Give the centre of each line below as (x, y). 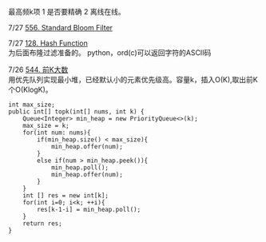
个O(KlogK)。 (31, 89)
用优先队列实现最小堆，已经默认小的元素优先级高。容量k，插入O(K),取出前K (133, 79)
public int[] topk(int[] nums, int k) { (77, 112)
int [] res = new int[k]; (66, 196)
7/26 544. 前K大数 (38, 69)
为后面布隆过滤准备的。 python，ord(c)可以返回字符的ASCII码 (110, 53)
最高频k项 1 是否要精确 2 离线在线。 (67, 12)
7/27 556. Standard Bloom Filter (61, 28)
